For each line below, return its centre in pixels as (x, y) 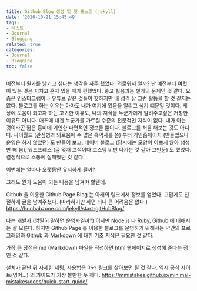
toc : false (19, 66)
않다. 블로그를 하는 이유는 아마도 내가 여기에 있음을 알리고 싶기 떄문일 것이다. (94, 106)
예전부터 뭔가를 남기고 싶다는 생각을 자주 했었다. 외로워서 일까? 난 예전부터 (91, 83)
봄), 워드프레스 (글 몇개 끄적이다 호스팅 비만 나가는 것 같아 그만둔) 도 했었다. (105, 150)
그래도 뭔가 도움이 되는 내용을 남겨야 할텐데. (56, 182)
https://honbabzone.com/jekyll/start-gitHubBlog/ (65, 209)
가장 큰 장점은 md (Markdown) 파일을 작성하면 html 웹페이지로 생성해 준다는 (94, 248)
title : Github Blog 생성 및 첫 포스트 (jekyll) (61, 11)
